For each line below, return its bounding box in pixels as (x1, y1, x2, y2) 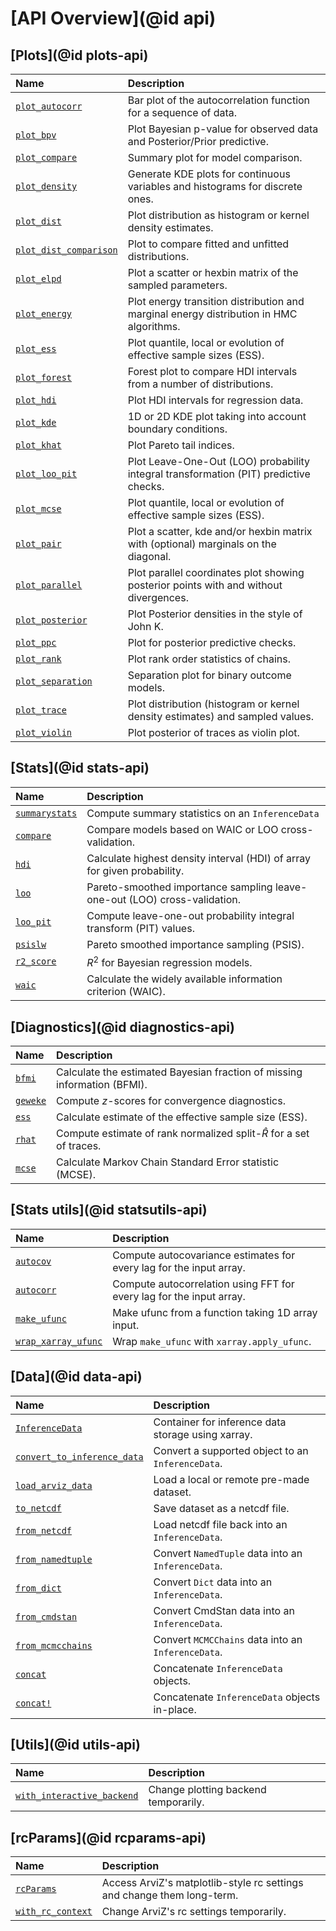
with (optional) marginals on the (127, 537, 277, 551)
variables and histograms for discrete (127, 180, 303, 193)
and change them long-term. (101, 1888, 239, 1902)
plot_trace (15, 705, 67, 716)
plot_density (15, 181, 78, 192)
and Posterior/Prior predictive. (127, 135, 269, 148)
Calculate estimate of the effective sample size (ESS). (56, 1110, 308, 1124)
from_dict (15, 1582, 62, 1594)
